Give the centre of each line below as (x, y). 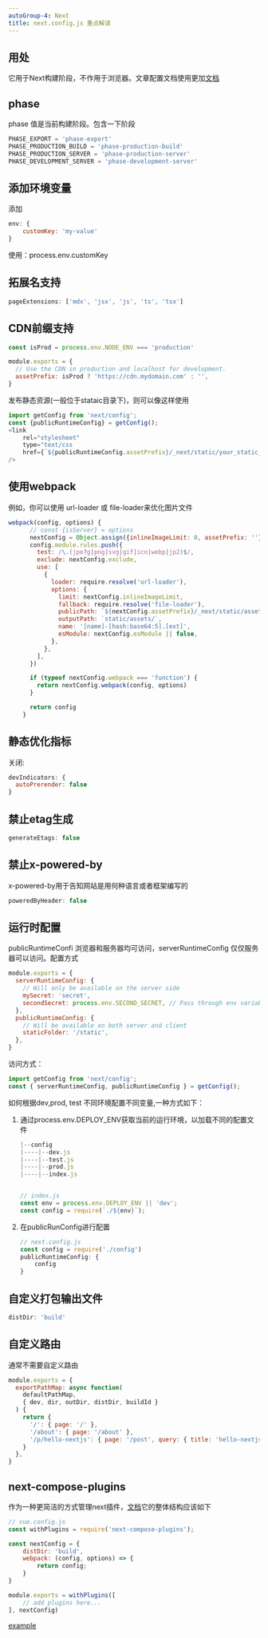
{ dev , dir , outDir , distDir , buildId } (91, 1403)
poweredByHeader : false (48, 900)
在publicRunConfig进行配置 (65, 1227)
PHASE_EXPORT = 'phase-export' (60, 139)
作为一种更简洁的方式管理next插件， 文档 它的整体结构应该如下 (110, 1506)
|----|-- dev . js (45, 1152)
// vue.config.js (37, 1521)
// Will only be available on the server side (101, 988)
